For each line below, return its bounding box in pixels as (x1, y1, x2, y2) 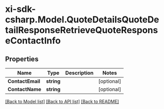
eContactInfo (5, 35, 61, 47)
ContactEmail (7, 78, 41, 85)
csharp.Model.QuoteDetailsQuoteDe (5, 14, 160, 25)
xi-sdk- (5, 3, 36, 15)
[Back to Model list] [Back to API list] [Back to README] (5, 99, 119, 105)
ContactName (7, 86, 41, 93)
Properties (5, 54, 39, 63)
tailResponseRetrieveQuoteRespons (5, 25, 158, 36)
